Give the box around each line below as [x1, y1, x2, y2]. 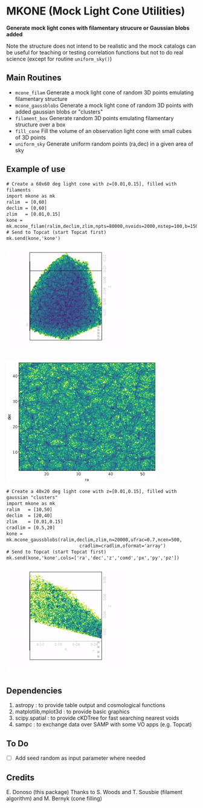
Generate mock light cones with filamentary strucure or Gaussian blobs [6, 24, 190, 31]
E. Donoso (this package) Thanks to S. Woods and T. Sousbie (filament [6, 789, 183, 796]
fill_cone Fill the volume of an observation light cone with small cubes [14, 127, 192, 134]
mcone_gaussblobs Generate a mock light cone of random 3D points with [14, 102, 193, 109]
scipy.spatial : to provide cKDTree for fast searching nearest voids [14, 714, 179, 722]
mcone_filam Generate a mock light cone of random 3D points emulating [14, 89, 195, 96]
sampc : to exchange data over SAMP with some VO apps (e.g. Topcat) [14, 721, 192, 728]
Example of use [6, 164, 66, 175]
